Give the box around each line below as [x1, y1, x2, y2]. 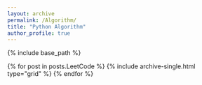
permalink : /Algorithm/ [7, 17, 77, 24]
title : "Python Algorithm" [7, 23, 86, 30]
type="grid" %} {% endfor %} [7, 70, 93, 78]
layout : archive [7, 10, 55, 17]
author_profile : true [7, 29, 71, 37]
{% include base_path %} [7, 49, 81, 57]
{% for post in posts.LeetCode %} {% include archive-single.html [7, 62, 196, 70]
